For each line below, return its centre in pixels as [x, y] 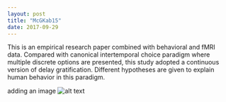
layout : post [27, 14]
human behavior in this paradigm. [56, 77]
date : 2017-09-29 [33, 27]
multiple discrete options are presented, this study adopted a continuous [113, 62]
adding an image [32, 91]
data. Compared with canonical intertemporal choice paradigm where [109, 55]
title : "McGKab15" [34, 21]
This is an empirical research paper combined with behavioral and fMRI [112, 47]
